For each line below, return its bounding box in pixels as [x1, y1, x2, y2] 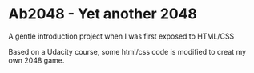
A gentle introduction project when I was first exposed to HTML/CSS [8, 31, 235, 41]
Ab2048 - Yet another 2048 [8, 5, 198, 23]
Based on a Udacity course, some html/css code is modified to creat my [8, 47, 247, 56]
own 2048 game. [8, 55, 65, 65]
